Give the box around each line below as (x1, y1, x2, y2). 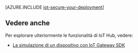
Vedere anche (5, 19, 50, 27)
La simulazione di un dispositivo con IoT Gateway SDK (12, 42, 125, 48)
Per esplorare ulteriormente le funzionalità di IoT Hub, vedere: (5, 32, 133, 38)
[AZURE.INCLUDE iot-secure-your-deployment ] (5, 5, 104, 10)
